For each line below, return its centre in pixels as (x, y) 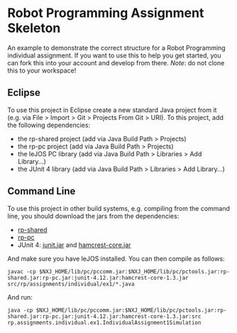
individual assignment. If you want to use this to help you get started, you (114, 55)
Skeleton (34, 28)
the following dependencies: (49, 125)
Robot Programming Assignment (106, 13)
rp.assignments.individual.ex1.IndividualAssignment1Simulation (104, 322)
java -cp (20, 310)
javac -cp (22, 271)
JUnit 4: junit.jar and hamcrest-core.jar (74, 245)
